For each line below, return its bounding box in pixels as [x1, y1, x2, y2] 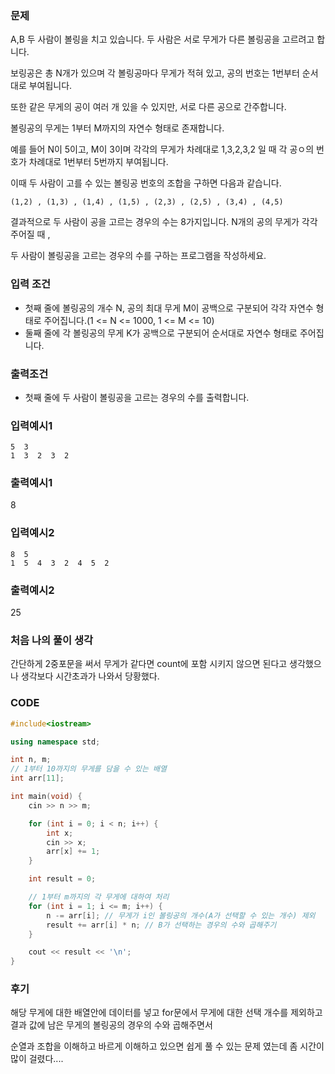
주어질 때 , [10, 228, 51, 241]
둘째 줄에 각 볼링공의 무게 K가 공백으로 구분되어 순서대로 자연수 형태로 [24, 327, 298, 339]
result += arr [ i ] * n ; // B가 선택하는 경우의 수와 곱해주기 [46, 920, 277, 930]
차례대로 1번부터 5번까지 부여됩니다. [28, 156, 169, 168]
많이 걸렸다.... [10, 1053, 64, 1065]
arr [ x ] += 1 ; [46, 847, 101, 857]
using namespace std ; [10, 737, 101, 747]
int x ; [46, 828, 74, 838]
